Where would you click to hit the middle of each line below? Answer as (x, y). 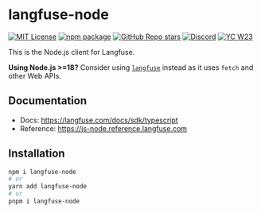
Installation (37, 154)
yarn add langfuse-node (48, 187)
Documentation (48, 101)
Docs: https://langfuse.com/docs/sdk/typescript (99, 120)
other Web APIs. (35, 76)
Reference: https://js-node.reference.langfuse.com (103, 128)
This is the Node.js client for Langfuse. (72, 52)
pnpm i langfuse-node (44, 201)
